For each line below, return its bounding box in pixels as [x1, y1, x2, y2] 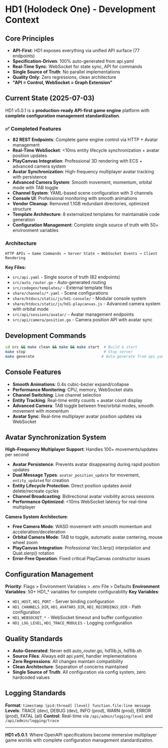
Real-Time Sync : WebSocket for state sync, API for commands [12, 64, 142, 69]
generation [12, 217, 35, 223]
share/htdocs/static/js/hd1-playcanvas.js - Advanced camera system [12, 301, 161, 307]
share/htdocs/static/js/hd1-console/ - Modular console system [12, 295, 146, 302]
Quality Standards [5, 634, 63, 643]
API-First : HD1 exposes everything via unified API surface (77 [12, 48, 140, 53]
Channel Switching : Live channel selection [12, 392, 101, 398]
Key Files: [5, 265, 26, 271]
